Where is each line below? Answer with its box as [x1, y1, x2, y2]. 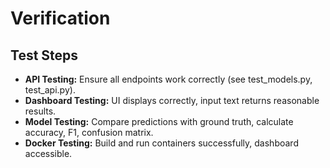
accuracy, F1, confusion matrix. [24, 127, 154, 138]
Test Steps [10, 47, 79, 64]
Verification [10, 7, 111, 30]
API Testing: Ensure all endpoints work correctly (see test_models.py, [24, 73, 313, 85]
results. [24, 105, 57, 117]
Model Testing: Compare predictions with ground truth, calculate [24, 116, 294, 127]
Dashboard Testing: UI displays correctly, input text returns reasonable [24, 95, 320, 106]
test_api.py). [24, 84, 76, 96]
